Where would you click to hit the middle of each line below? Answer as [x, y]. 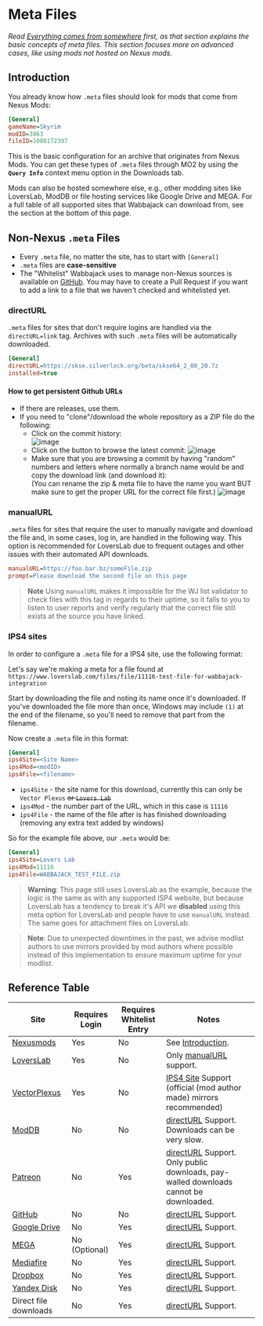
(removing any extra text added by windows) [92, 823]
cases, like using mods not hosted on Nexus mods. [90, 53]
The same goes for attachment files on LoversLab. [108, 923]
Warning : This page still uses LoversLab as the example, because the [140, 889]
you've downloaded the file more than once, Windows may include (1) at [126, 706]
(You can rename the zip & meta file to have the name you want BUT [141, 484]
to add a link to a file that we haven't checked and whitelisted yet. [125, 290]
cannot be [184, 1192]
